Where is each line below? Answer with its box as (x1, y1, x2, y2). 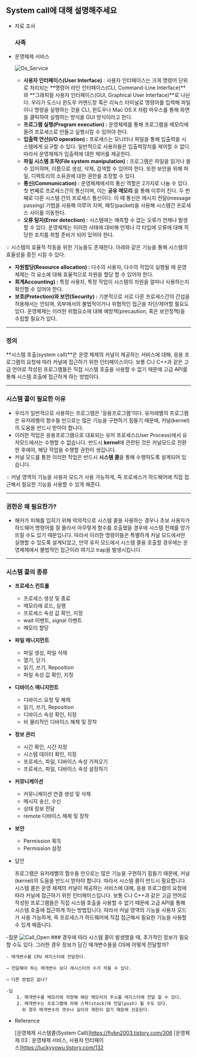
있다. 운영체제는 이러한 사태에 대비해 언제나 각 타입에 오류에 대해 (36, 224, 183, 231)
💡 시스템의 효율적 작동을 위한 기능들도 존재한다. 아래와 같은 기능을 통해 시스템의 (6, 244, 188, 251)
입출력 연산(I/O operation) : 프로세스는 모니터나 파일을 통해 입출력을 (23, 136, 181, 143)
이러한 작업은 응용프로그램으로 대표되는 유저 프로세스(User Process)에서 (14, 431, 182, 438)
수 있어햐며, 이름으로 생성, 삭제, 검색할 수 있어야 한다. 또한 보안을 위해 (23, 165, 183, 172)
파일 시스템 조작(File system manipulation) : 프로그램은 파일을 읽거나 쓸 (23, 158, 191, 165)
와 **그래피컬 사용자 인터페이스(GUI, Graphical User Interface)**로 (23, 92, 180, 99)
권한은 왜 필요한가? (6, 502, 57, 511)
